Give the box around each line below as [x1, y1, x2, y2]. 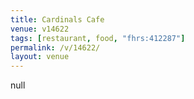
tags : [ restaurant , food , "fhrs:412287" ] [10, 33, 186, 43]
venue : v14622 [10, 24, 70, 34]
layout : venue [10, 52, 70, 62]
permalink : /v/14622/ [10, 42, 101, 53]
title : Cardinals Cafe [10, 14, 105, 25]
